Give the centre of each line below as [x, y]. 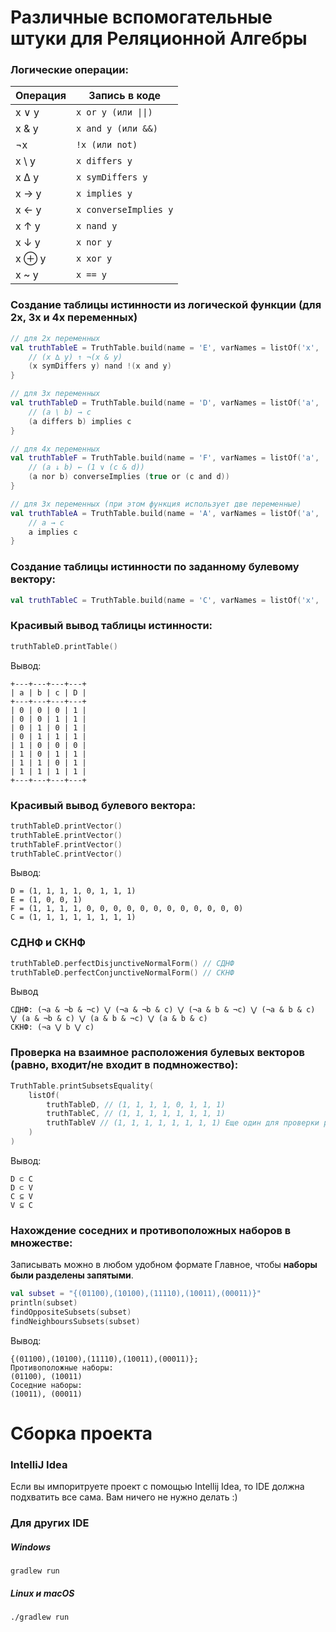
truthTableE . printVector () [66, 835]
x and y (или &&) [116, 129]
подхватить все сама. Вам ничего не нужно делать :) [124, 1497]
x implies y [104, 194]
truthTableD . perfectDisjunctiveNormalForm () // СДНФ [122, 963]
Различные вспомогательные [141, 17]
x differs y [104, 161]
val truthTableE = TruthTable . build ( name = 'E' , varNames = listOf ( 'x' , [165, 347]
